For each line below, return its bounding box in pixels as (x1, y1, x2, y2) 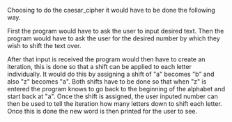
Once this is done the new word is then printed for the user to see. (7, 107, 197, 115)
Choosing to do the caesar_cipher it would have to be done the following (7, 6, 216, 14)
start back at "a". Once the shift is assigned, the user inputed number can (7, 92, 218, 100)
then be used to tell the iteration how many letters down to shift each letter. (7, 100, 223, 107)
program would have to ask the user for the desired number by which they (7, 34, 221, 43)
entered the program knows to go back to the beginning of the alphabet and (7, 85, 225, 93)
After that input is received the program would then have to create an (7, 55, 206, 63)
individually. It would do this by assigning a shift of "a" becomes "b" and (7, 70, 215, 78)
